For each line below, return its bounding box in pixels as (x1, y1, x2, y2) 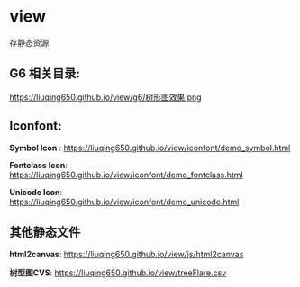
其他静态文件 (9, 224, 81, 239)
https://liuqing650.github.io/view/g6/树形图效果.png (9, 92, 202, 103)
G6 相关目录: (9, 66, 81, 82)
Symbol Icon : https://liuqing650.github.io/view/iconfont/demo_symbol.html (9, 142, 291, 153)
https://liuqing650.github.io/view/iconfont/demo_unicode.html (9, 196, 240, 207)
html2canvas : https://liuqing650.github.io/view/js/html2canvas (9, 249, 244, 260)
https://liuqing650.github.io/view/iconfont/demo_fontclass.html (9, 169, 243, 180)
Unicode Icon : (9, 186, 63, 197)
